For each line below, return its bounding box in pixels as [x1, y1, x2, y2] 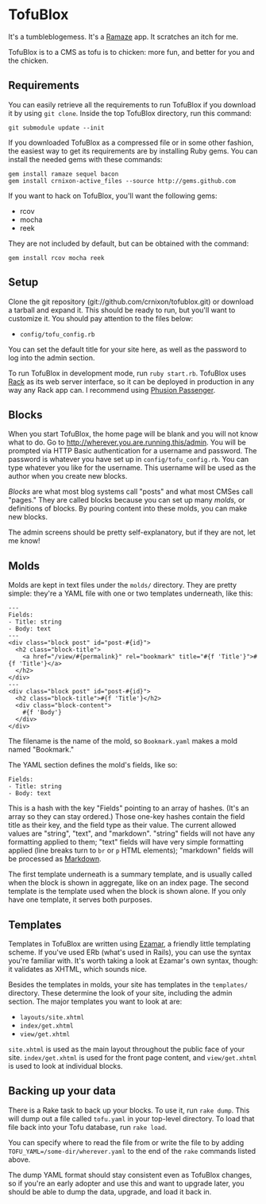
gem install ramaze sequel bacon [8, 169, 119, 178]
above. [8, 1155, 31, 1164]
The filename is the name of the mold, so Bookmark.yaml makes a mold [8, 736, 238, 746]
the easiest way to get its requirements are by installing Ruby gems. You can [8, 146, 258, 156]
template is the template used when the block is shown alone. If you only [8, 887, 246, 896]
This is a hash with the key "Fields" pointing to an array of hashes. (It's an [8, 803, 249, 813]
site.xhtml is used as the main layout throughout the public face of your [8, 1044, 245, 1054]
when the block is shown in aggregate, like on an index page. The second [8, 878, 249, 887]
